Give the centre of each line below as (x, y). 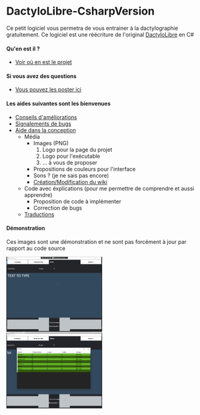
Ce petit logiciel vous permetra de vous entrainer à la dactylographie (92, 28)
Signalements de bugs (43, 124)
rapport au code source (36, 248)
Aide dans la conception (45, 130)
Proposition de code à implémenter (77, 201)
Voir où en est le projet (43, 62)
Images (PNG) (51, 143)
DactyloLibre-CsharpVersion (81, 11)
